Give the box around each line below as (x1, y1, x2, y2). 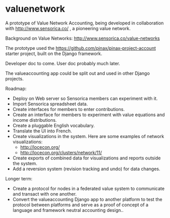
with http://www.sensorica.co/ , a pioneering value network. (5, 25, 131, 31)
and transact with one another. (12, 190, 77, 197)
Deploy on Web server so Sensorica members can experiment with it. (12, 95, 158, 101)
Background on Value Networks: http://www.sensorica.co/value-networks (5, 35, 160, 41)
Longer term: (5, 175, 32, 181)
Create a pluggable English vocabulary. (12, 122, 95, 128)
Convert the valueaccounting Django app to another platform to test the (12, 196, 162, 202)
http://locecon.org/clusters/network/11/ (20, 149, 103, 155)
